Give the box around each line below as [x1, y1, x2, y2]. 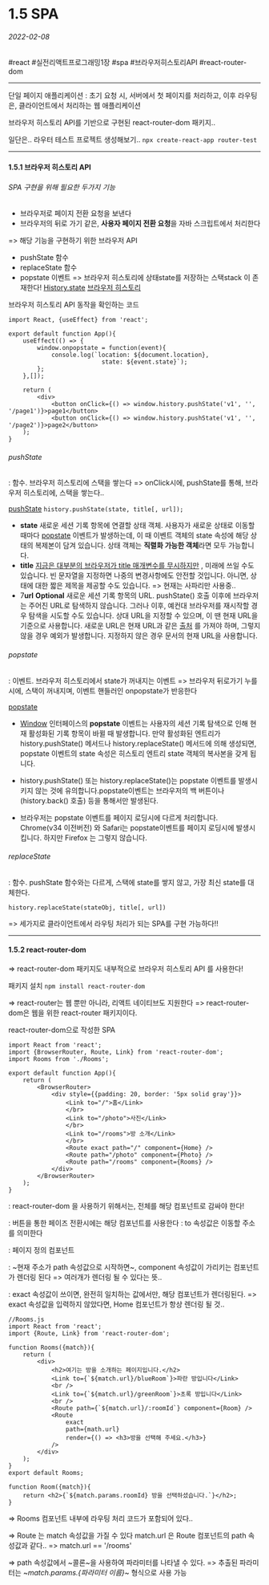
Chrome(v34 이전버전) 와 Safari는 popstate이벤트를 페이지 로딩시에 [19, 823, 235, 832]
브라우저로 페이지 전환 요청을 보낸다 [19, 209, 132, 218]
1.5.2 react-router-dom [8, 945, 86, 955]
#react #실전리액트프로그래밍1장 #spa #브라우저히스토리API [8, 58, 198, 67]
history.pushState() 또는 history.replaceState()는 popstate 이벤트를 [19, 775, 237, 785]
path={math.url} [65, 1425, 120, 1433]
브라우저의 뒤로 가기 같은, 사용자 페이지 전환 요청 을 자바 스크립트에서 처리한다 [19, 218, 261, 229]
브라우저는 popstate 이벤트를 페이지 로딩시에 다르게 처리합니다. [19, 812, 219, 823]
